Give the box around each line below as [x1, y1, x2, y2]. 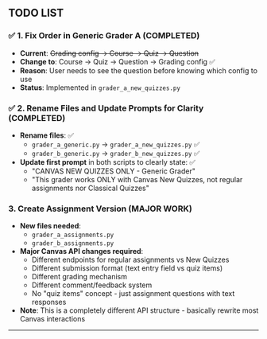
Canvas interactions [19, 314, 86, 324]
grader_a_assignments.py [31, 231, 114, 240]
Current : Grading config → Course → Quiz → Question [19, 48, 199, 58]
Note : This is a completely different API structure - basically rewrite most [19, 306, 259, 315]
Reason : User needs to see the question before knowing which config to [19, 65, 258, 75]
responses [31, 298, 67, 307]
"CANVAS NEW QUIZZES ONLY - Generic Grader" [31, 166, 196, 176]
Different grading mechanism [31, 272, 127, 282]
